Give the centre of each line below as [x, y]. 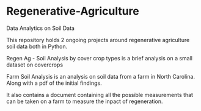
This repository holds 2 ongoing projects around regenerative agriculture [98, 40]
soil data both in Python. [37, 46]
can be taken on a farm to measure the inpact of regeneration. [85, 101]
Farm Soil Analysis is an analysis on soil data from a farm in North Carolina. [101, 76]
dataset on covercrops [35, 65]
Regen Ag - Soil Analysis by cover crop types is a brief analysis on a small [100, 58]
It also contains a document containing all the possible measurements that [100, 95]
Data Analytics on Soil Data [41, 28]
